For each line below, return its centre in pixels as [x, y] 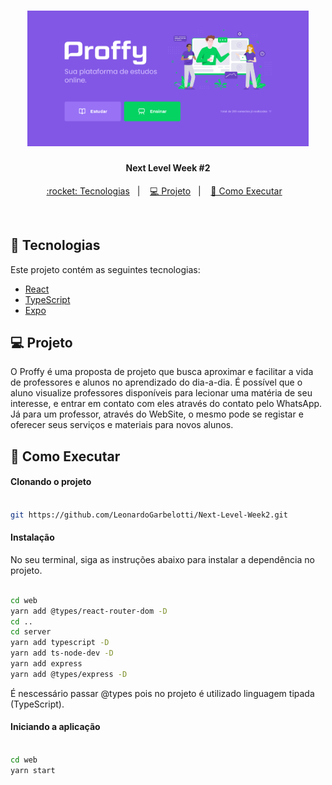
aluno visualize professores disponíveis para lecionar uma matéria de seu [161, 393]
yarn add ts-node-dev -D [62, 653]
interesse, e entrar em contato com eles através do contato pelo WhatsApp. [166, 404]
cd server [31, 632]
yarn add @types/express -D [69, 674]
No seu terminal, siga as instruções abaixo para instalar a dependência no [162, 559]
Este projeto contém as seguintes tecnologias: [105, 269]
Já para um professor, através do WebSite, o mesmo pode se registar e [157, 414]
